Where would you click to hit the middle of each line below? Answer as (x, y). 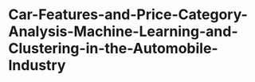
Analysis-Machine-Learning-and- (123, 31)
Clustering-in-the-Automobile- (113, 49)
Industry (37, 66)
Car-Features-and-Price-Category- (128, 15)
